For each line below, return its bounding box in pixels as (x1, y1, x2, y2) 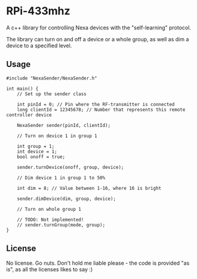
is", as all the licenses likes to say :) (6, 265, 93, 273)
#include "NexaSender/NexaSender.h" (6, 75, 97, 81)
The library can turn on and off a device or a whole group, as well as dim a (6, 35, 189, 43)
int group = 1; (17, 143, 55, 149)
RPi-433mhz (6, 4, 70, 18)
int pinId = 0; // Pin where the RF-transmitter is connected (17, 101, 175, 107)
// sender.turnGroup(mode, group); (17, 222, 106, 228)
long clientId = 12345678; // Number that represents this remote (17, 107, 186, 113)
